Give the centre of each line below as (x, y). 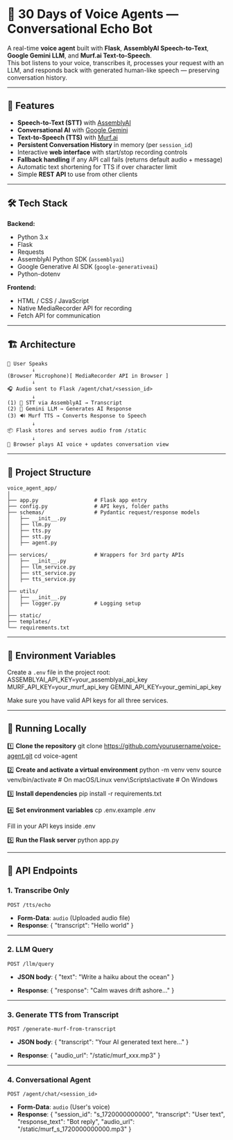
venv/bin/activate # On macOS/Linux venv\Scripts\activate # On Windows (113, 779)
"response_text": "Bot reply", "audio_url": (76, 1122)
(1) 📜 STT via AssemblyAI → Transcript (65, 403)
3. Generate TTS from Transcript (63, 1014)
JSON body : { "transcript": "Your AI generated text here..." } (103, 1042)
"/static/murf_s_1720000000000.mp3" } (74, 1129)
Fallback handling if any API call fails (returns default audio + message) (120, 159)
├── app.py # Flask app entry (77, 501)
